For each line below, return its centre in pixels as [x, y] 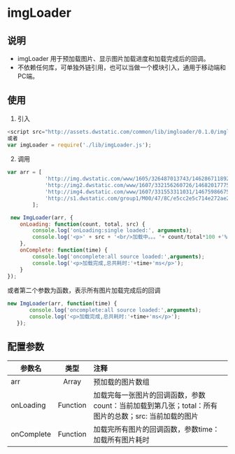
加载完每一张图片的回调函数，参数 [149, 395]
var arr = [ [24, 172]
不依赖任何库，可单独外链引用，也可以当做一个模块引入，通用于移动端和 [121, 67]
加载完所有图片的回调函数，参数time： [157, 429]
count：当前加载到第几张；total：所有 [156, 406]
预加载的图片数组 [121, 382]
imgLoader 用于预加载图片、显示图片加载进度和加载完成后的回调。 [113, 59]
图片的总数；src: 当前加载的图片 [146, 416]
